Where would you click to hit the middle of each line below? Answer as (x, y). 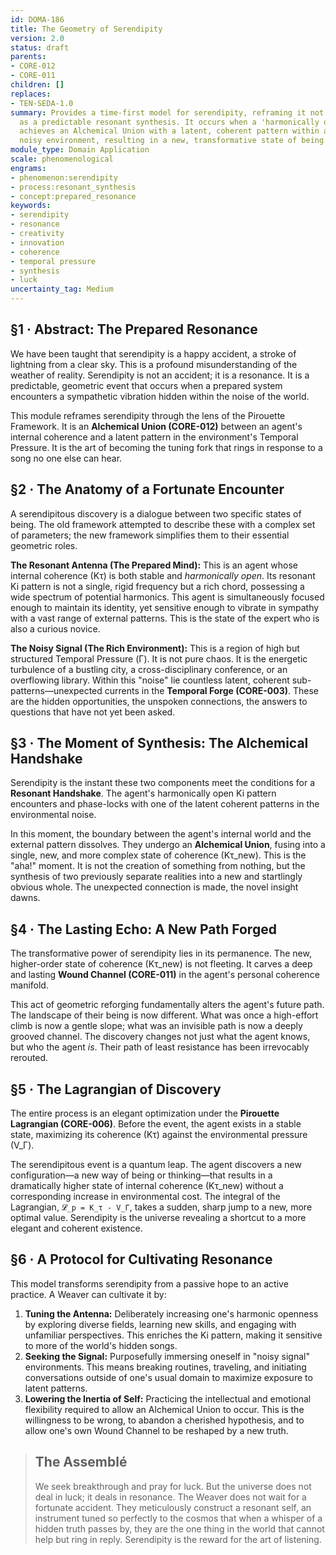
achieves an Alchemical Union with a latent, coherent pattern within (169, 131)
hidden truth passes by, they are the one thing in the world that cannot (179, 1528)
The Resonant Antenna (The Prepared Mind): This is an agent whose (154, 565)
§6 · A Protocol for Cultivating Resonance (141, 1259)
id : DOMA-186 (37, 19)
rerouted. (29, 1058)
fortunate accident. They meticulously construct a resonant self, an (173, 1507)
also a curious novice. (55, 628)
